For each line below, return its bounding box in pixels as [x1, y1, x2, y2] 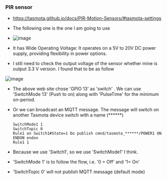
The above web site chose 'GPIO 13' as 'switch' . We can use [12, 86, 141, 92]
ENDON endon [12, 135, 38, 141]
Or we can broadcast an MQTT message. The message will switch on [12, 107, 159, 113]
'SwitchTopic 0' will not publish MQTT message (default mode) [12, 169, 146, 175]
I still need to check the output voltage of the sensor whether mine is [12, 61, 158, 67]
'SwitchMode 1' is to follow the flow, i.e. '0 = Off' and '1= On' [12, 159, 140, 165]
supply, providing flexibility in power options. [12, 50, 107, 57]
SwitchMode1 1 [12, 122, 43, 127]
